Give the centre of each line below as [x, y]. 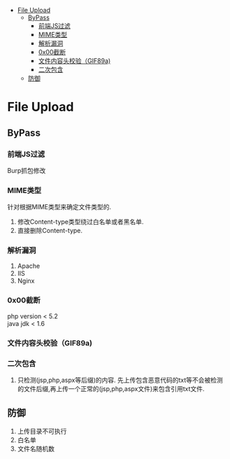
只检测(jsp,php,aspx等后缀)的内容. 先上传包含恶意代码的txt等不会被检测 [120, 380]
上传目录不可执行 [42, 431]
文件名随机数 [36, 449]
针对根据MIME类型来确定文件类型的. [59, 207]
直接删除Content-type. [50, 231]
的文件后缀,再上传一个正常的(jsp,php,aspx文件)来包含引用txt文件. [111, 388]
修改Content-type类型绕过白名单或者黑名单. [80, 222]
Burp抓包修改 [27, 170]
